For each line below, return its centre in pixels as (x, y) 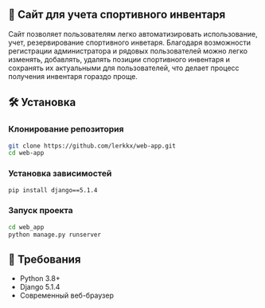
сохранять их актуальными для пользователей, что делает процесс (124, 68)
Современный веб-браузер (66, 295)
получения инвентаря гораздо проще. (73, 76)
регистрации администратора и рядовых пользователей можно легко (128, 51)
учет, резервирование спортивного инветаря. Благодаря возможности (129, 42)
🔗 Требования (45, 259)
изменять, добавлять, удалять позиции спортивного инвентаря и (119, 59)
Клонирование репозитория (66, 129)
